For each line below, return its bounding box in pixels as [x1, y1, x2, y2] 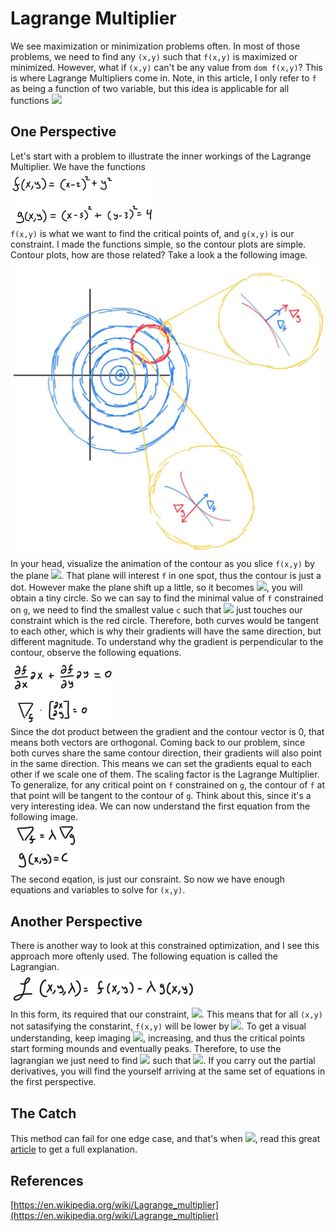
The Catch [10, 1105, 77, 1122]
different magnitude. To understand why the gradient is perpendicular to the [10, 635, 324, 647]
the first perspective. [10, 1076, 97, 1088]
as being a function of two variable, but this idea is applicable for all [10, 82, 290, 94]
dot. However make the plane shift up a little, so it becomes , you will [10, 581, 303, 593]
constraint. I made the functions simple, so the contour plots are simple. [10, 238, 307, 251]
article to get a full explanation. [10, 1143, 138, 1156]
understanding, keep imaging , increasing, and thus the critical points [10, 1032, 306, 1044]
